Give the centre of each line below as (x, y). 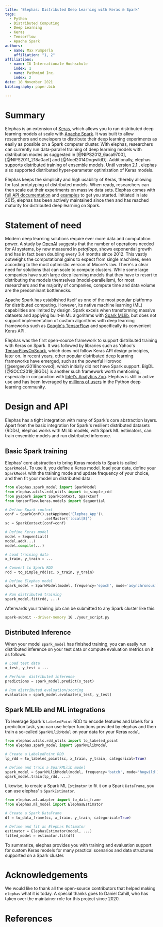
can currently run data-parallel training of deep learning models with (73, 150)
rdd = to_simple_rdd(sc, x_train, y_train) (50, 572)
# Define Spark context (29, 510)
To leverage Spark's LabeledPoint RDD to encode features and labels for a (79, 721)
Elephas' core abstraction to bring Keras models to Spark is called (71, 463)
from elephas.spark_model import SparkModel (51, 487)
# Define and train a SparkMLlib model (45, 767)
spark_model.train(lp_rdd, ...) (38, 776)
